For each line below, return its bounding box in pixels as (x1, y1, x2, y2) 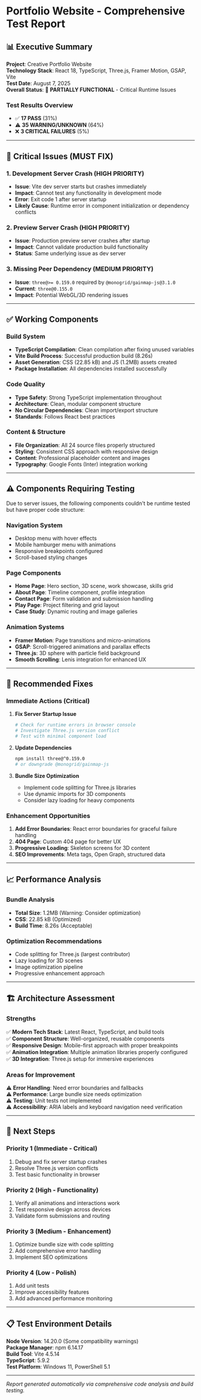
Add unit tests (14, 1282, 50, 1289)
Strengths (6, 1014, 36, 1023)
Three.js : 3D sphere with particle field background (14, 649, 141, 656)
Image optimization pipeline (14, 963, 84, 971)
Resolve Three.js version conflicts (14, 1164, 99, 1172)
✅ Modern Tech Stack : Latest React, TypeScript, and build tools (6, 1028, 165, 1035)
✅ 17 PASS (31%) (14, 115, 57, 122)
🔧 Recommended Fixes (6, 679, 93, 689)
